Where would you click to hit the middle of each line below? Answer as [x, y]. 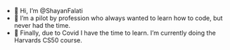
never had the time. [42, 25]
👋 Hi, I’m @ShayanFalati [48, 11]
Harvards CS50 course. [48, 40]
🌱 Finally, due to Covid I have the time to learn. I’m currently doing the [115, 33]
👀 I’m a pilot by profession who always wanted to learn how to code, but [118, 18]
